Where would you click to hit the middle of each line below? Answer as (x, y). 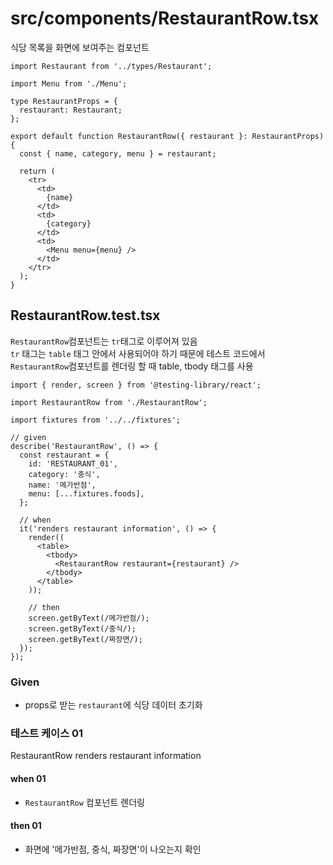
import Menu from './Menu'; (69, 83)
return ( (37, 171)
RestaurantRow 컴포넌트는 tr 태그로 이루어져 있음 (104, 341)
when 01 (28, 778)
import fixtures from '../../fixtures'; (96, 420)
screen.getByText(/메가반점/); (89, 618)
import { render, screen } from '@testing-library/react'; (136, 385)
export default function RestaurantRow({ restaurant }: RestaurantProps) (167, 136)
